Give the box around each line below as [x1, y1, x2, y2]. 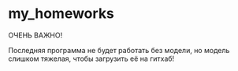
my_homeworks [8, 5, 114, 23]
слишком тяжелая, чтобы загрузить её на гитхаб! [8, 54, 175, 63]
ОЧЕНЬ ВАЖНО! [8, 30, 63, 40]
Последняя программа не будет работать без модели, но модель [8, 45, 230, 55]
